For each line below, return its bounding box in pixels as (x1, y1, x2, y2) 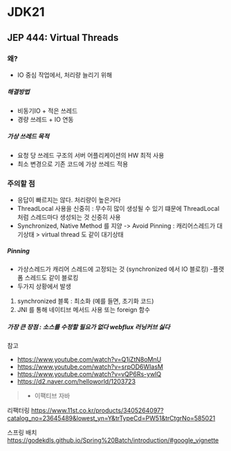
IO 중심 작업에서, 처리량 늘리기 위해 (17, 71, 113, 79)
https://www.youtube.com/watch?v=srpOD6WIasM (17, 362, 164, 371)
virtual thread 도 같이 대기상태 (41, 230, 124, 239)
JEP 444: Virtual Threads (7, 32, 119, 44)
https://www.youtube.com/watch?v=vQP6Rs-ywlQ (17, 370, 161, 378)
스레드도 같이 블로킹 (24, 274, 79, 282)
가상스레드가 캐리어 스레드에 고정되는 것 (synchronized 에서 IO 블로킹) (17, 265, 209, 273)
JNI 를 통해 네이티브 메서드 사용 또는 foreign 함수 (17, 306, 151, 314)
